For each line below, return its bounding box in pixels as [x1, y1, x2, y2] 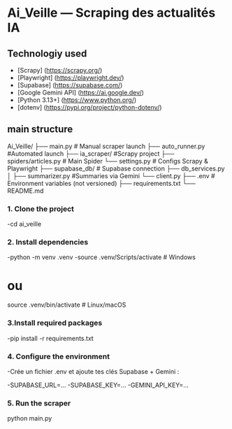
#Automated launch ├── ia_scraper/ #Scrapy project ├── [7, 149, 175, 158]
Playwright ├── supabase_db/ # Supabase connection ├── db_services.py [7, 164, 225, 173]
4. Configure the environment [7, 351, 110, 361]
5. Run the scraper [7, 398, 71, 408]
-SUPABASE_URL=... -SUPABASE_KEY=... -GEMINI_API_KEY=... [7, 381, 189, 389]
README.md [7, 187, 44, 195]
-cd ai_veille [7, 220, 42, 228]
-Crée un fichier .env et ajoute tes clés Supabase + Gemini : [7, 367, 180, 375]
